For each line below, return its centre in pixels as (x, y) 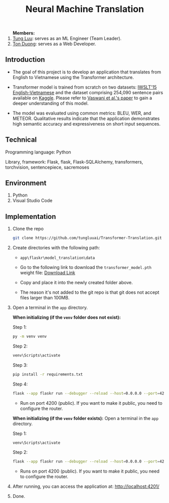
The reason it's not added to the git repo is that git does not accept (90, 292)
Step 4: (20, 384)
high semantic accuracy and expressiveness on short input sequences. (87, 124)
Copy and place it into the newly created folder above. (76, 283)
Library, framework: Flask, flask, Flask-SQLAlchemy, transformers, (74, 162)
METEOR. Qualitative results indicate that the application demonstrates (86, 118)
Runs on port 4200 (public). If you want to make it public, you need (90, 471)
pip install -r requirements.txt (48, 374)
